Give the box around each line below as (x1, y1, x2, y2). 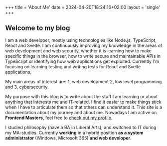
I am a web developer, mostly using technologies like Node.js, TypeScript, (5, 37, 157, 43)
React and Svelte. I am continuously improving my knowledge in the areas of (5, 42, 163, 48)
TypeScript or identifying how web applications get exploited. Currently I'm (5, 58, 160, 64)
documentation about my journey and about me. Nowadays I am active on (5, 109, 157, 115)
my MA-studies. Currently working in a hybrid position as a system (5, 130, 144, 136)
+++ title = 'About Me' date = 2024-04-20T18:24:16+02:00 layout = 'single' (5, 4, 161, 10)
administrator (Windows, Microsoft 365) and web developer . (5, 135, 132, 141)
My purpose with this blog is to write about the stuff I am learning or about (5, 93, 158, 99)
